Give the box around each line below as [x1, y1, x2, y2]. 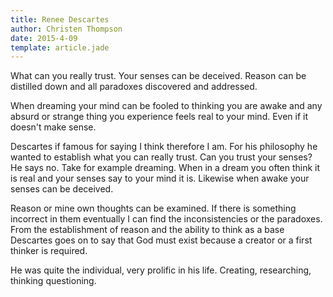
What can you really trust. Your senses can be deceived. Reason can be [10, 70, 307, 82]
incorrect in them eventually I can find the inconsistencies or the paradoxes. [10, 213, 323, 225]
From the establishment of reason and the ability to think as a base [10, 224, 285, 236]
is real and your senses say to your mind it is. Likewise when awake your [10, 172, 310, 185]
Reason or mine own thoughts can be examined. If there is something [10, 202, 297, 215]
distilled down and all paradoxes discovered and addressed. [10, 81, 258, 93]
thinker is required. [10, 245, 88, 257]
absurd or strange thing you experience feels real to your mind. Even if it [10, 111, 309, 123]
